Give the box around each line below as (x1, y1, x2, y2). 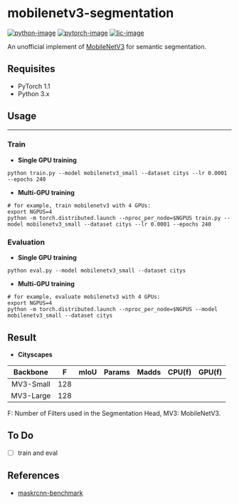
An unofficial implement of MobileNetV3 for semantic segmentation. (7, 42, 207, 51)
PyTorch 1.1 (17, 82, 51, 90)
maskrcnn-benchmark (17, 488, 83, 497)
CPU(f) (167, 367, 192, 377)
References (7, 470, 60, 482)
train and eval (17, 448, 58, 457)
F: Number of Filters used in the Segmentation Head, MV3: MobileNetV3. (7, 409, 221, 417)
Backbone (13, 367, 48, 377)
